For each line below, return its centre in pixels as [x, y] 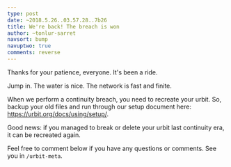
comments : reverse [34, 53]
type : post [23, 14]
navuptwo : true [29, 46]
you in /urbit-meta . [35, 156]
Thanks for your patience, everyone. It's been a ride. [82, 72]
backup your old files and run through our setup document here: [99, 106]
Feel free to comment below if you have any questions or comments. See [112, 148]
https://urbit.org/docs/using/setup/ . [58, 114]
